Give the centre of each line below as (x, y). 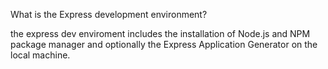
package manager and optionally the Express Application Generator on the (164, 44)
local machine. (40, 55)
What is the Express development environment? (109, 14)
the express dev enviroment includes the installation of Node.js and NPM (160, 33)
